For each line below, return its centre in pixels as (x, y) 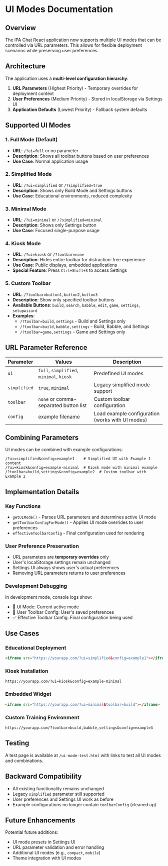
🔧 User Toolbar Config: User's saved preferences (63, 612)
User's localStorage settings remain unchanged (61, 562)
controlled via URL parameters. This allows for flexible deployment (74, 45)
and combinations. (24, 761)
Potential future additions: (32, 832)
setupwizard (25, 311)
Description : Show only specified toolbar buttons (63, 299)
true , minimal (54, 388)
